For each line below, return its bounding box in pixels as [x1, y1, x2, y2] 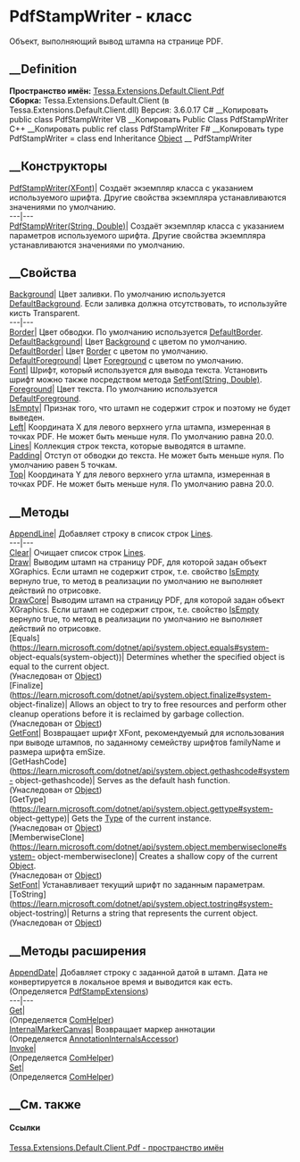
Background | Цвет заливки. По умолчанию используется [9, 288, 226, 300]
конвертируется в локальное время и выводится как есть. [9, 976, 234, 987]
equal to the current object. [9, 661, 110, 672]
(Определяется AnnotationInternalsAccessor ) [9, 1033, 179, 1044]
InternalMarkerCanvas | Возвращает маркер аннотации [9, 1024, 216, 1034]
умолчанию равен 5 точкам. [9, 460, 118, 471]
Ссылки [9, 1122, 41, 1133]
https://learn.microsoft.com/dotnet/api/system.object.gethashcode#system [12, 765, 290, 776]
